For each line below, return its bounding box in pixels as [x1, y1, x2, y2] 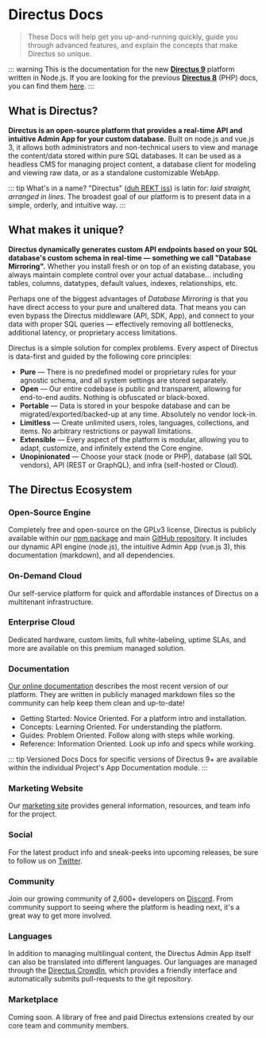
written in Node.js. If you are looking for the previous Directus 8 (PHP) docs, [8, 72, 258, 82]
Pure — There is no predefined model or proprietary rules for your [19, 366, 237, 376]
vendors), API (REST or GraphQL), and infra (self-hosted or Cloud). [19, 460, 239, 469]
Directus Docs [8, 6, 104, 24]
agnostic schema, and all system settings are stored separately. [19, 375, 229, 385]
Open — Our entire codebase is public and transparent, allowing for [19, 384, 242, 394]
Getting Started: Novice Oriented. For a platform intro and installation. [19, 714, 248, 723]
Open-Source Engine [8, 507, 91, 518]
